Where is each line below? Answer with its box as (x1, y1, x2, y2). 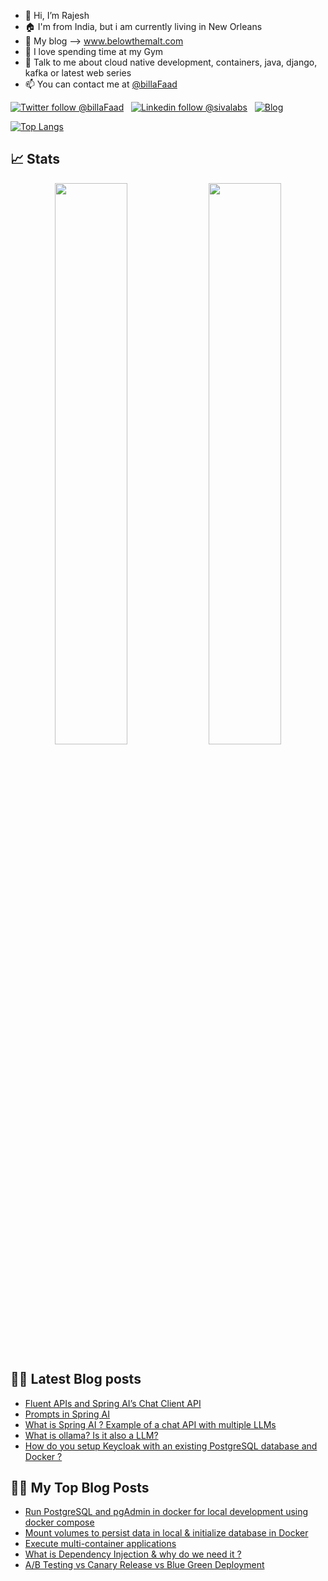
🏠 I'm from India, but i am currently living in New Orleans (24, 21, 263, 32)
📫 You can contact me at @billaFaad (24, 78, 178, 90)
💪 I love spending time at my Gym (24, 46, 164, 57)
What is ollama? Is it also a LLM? (24, 1429, 159, 1441)
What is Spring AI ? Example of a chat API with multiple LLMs (24, 1418, 277, 1430)
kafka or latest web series (24, 67, 132, 79)
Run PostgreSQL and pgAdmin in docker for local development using (24, 1506, 309, 1518)
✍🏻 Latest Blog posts (10, 1371, 142, 1388)
